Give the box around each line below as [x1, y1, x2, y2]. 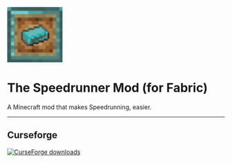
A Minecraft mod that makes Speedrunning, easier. [7, 103, 152, 111]
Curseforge [7, 129, 58, 141]
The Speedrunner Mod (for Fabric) [7, 80, 209, 96]
